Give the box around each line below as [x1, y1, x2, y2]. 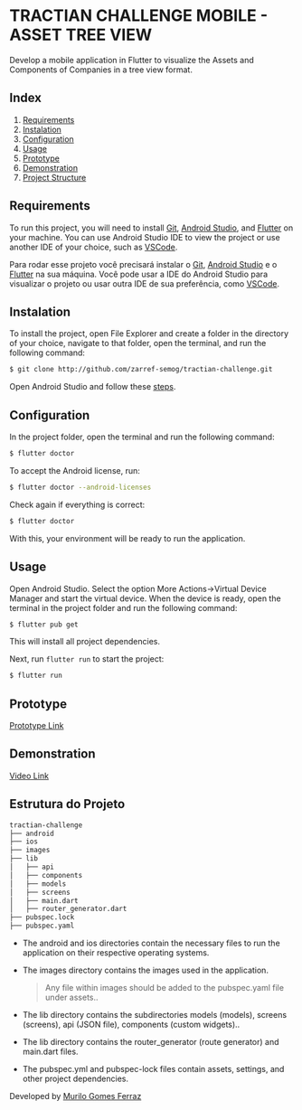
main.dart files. [22, 1046, 79, 1058]
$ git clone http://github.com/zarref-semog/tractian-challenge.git [9, 365, 273, 374]
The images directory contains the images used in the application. [22, 964, 269, 976]
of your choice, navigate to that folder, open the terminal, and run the [9, 338, 267, 349]
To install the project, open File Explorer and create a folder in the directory [9, 328, 289, 339]
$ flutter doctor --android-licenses [9, 483, 152, 492]
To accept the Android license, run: [9, 465, 140, 475]
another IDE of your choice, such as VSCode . [9, 241, 178, 252]
